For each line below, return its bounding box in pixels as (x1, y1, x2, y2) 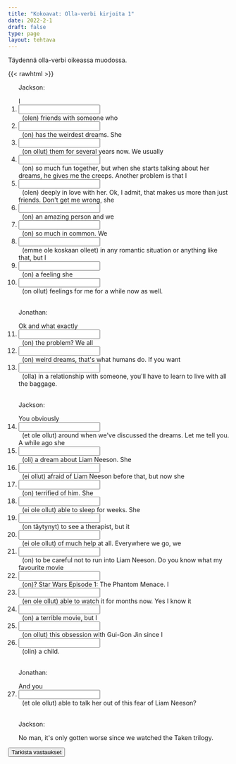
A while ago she (18, 439, 66, 447)
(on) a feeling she (21, 270, 73, 279)
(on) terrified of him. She (21, 489, 94, 497)
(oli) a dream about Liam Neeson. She (21, 456, 132, 464)
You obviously (18, 414, 60, 423)
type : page (8, 30, 40, 37)
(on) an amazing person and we (21, 212, 115, 221)
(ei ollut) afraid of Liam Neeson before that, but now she (21, 472, 185, 480)
